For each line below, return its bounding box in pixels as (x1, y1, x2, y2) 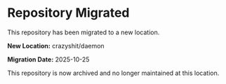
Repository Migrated (7, 5, 130, 21)
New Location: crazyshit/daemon (7, 41, 105, 50)
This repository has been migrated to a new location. (7, 28, 160, 36)
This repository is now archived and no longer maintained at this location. (7, 69, 220, 77)
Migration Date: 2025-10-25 (7, 55, 90, 64)
